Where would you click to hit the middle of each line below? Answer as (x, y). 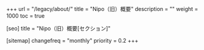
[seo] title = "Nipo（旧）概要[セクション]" (58, 28)
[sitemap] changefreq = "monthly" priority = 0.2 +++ (72, 41)
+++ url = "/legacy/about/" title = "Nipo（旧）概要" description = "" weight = (102, 9)
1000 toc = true (26, 16)
